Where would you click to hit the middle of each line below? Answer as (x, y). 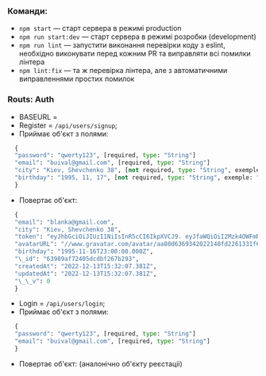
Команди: (28, 11)
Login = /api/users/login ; (62, 304)
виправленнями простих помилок (77, 79)
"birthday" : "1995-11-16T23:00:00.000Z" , (84, 251)
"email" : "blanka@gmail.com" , (64, 222)
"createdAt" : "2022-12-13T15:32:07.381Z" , (86, 266)
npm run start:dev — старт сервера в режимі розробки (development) (138, 36)
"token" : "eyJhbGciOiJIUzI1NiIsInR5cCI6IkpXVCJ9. (98, 237)
